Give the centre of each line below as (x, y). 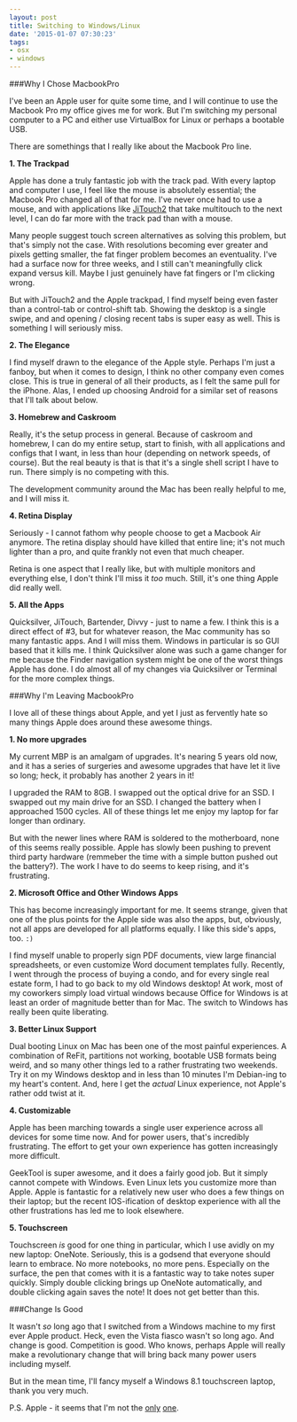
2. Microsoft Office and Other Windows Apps (94, 893)
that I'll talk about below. (54, 400)
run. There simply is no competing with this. (90, 472)
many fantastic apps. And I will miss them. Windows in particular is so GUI (144, 641)
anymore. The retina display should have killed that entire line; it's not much (147, 542)
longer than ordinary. (47, 821)
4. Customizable (40, 1110)
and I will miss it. (39, 498)
